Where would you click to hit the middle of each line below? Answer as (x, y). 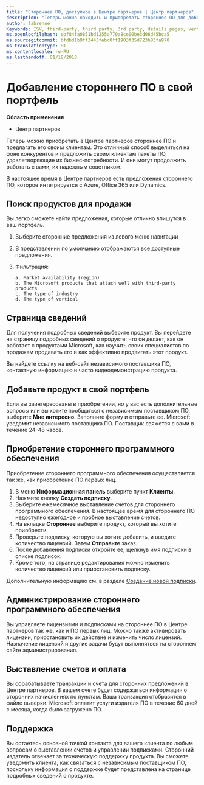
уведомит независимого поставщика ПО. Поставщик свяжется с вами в (100, 423)
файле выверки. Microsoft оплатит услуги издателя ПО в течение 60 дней (102, 703)
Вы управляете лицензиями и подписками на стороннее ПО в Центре (97, 624)
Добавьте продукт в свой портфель (78, 389)
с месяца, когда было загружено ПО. (55, 710)
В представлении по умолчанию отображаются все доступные (97, 249)
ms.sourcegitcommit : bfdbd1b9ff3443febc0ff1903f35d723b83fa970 (88, 40)
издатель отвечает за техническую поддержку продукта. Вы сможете (97, 756)
